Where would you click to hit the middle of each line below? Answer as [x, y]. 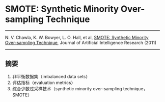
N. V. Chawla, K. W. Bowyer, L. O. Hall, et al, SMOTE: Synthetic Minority [77, 37]
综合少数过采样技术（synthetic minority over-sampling [67, 88]
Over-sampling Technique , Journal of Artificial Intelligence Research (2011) [81, 42]
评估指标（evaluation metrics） [44, 82]
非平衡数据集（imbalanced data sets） [51, 76]
